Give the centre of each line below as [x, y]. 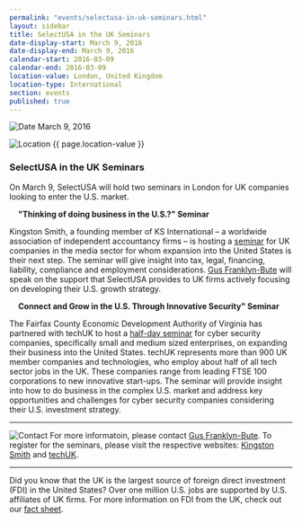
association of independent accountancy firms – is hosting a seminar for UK [150, 241]
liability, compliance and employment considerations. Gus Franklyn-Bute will [151, 270]
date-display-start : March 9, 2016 [76, 43]
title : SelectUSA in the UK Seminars [80, 34]
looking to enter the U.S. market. [69, 196]
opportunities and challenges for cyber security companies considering [142, 400]
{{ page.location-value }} [99, 144]
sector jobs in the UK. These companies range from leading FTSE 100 [138, 371]
